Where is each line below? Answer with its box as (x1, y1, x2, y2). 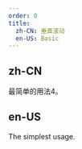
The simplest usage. (8, 131, 76, 141)
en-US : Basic (15, 34, 59, 43)
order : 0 (8, 11, 38, 20)
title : (8, 19, 31, 27)
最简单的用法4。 (8, 86, 63, 97)
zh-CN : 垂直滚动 (15, 27, 66, 35)
